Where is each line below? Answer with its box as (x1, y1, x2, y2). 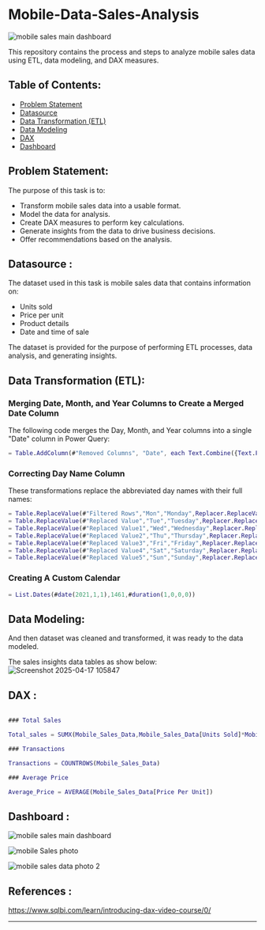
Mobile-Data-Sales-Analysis (8, 6, 200, 24)
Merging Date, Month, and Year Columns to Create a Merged (8, 397, 244, 408)
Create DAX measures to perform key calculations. (19, 218, 185, 227)
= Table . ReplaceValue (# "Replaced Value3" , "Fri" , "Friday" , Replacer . (8, 539, 235, 547)
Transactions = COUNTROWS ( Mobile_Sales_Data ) (8, 759, 160, 767)
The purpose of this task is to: (8, 185, 106, 195)
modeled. (8, 642, 39, 651)
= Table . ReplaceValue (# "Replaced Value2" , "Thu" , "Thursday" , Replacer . (8, 532, 242, 540)
